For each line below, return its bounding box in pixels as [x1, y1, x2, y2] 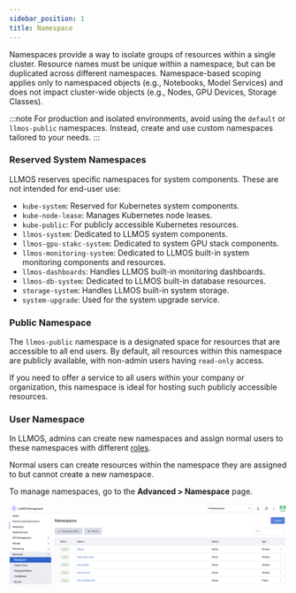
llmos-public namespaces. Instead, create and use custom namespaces [9, 122, 274, 133]
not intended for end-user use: [9, 183, 121, 194]
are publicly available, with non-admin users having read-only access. [9, 355, 265, 366]
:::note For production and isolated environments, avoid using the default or [9, 113, 286, 124]
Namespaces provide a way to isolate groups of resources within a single [9, 49, 277, 59]
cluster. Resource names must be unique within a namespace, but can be [9, 58, 277, 69]
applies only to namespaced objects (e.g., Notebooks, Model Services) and [9, 77, 284, 87]
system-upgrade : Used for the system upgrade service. [21, 294, 221, 305]
